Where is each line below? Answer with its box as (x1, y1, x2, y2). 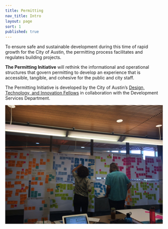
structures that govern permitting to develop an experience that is (5, 69, 141, 75)
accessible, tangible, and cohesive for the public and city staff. (5, 75, 134, 81)
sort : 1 (5, 24, 21, 29)
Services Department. (5, 95, 50, 101)
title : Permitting (5, 8, 43, 13)
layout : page (5, 19, 32, 24)
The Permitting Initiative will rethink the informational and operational (5, 64, 149, 70)
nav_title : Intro (5, 13, 41, 19)
